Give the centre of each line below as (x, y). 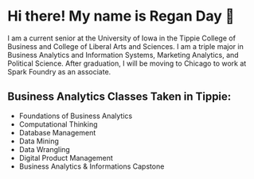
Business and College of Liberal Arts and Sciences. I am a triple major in (125, 46)
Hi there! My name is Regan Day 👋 (121, 16)
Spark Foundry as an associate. (59, 71)
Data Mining (39, 141)
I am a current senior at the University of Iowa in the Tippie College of (122, 38)
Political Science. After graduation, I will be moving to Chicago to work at (127, 63)
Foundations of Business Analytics (76, 116)
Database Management (57, 132)
